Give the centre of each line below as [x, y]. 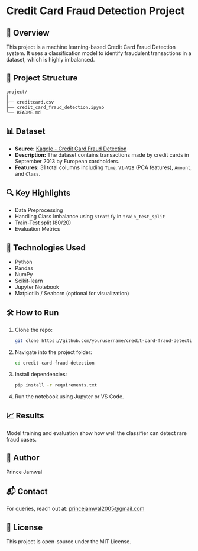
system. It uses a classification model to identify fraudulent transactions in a [99, 53]
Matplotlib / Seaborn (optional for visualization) [72, 294]
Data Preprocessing [39, 210]
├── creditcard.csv [30, 102]
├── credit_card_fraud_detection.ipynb [55, 107]
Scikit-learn [29, 281]
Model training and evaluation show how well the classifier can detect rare [97, 433]
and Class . [27, 173]
